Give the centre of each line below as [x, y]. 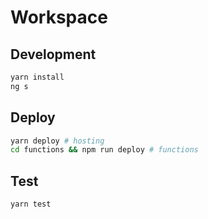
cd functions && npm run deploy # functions [104, 150]
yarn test [31, 204]
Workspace [59, 17]
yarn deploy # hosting [57, 141]
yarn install [37, 77]
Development [53, 54]
